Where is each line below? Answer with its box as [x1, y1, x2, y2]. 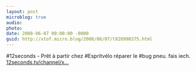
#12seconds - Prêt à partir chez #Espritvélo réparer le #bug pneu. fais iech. [6, 53, 191, 59]
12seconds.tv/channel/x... [6, 59, 69, 66]
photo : [6, 25, 23, 31]
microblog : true [6, 14, 46, 20]
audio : [6, 20, 23, 25]
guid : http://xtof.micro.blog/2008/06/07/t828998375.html [6, 36, 153, 42]
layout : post [6, 8, 39, 15]
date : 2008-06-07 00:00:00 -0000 [6, 31, 89, 37]
